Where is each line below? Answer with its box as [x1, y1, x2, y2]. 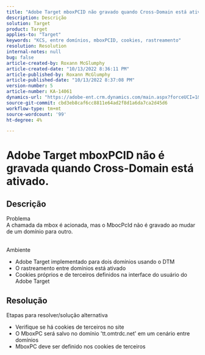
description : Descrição [6, 15, 67, 21]
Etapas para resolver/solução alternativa [6, 312, 108, 319]
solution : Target [6, 20, 51, 26]
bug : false [6, 54, 34, 60]
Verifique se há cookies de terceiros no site [15, 323, 124, 331]
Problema [6, 215, 31, 222]
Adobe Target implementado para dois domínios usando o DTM [15, 258, 175, 266]
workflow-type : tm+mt [6, 105, 62, 112]
